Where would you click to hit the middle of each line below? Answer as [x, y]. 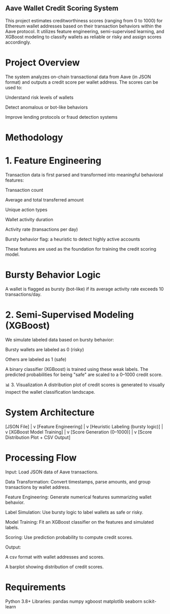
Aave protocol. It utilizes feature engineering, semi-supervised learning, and [85, 31]
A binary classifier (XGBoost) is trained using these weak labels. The [77, 369]
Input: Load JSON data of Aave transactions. [52, 472]
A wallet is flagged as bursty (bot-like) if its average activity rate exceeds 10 [84, 289]
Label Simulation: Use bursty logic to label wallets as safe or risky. [74, 512]
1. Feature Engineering [53, 161]
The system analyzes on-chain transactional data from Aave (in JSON [78, 77]
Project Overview [43, 62]
